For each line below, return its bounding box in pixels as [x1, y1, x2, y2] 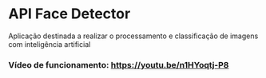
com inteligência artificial [8, 39, 91, 49]
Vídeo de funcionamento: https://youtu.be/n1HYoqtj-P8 [8, 59, 229, 70]
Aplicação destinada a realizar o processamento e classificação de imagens [8, 31, 259, 41]
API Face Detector [8, 5, 131, 23]
